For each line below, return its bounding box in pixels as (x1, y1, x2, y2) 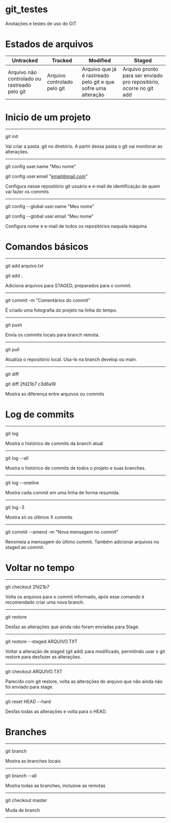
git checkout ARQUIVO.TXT (5, 668, 63, 674)
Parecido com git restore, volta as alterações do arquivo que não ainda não (5, 678, 163, 684)
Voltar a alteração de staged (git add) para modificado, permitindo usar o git (5, 648, 165, 654)
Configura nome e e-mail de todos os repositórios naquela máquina (5, 223, 147, 229)
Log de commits (5, 408, 75, 420)
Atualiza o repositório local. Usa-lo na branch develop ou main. (5, 356, 137, 362)
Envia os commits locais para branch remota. (5, 331, 100, 338)
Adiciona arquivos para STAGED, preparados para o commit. (5, 282, 132, 288)
